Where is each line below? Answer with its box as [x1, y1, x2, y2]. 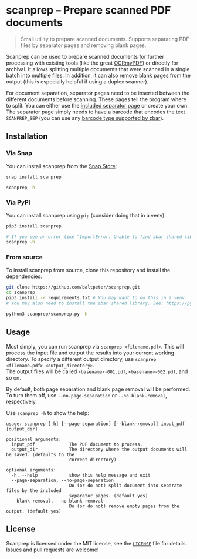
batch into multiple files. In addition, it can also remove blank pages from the [6, 72, 191, 79]
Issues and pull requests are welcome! [6, 546, 99, 553]
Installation [6, 132, 48, 142]
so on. [6, 374, 22, 381]
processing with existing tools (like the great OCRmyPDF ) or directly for [6, 59, 179, 66]
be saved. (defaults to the [6, 451, 75, 457]
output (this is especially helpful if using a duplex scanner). [6, 78, 149, 85]
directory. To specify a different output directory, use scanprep [6, 355, 157, 362]
